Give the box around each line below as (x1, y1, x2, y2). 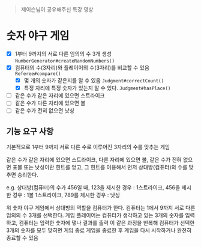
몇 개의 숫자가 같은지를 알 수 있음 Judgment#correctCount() (23, 77, 164, 84)
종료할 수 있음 (6, 234, 39, 242)
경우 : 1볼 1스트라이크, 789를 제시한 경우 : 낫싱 (12, 192, 120, 199)
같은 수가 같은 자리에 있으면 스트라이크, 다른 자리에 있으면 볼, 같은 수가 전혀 (6, 156, 182, 163)
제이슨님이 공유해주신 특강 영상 (20, 6, 94, 13)
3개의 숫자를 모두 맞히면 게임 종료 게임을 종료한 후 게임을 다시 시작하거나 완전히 (6, 227, 192, 234)
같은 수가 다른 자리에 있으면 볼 (14, 99, 86, 107)
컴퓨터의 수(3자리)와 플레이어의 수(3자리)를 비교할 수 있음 (14, 64, 150, 71)
